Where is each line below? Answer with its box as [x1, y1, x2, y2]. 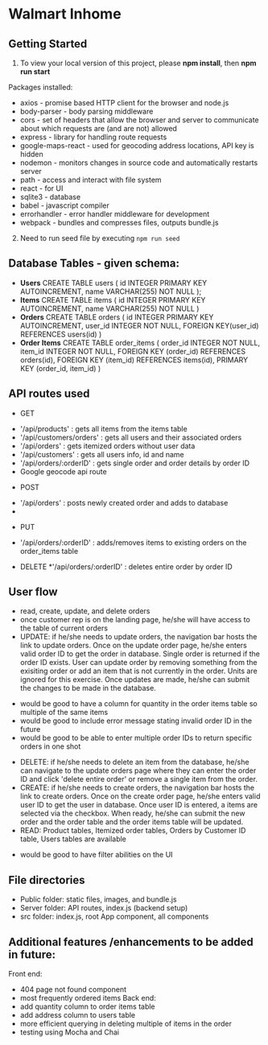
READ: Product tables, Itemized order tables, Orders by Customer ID [19, 826, 246, 836]
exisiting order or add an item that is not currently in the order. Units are [19, 666, 258, 676]
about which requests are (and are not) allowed [19, 124, 177, 133]
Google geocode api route [19, 466, 107, 476]
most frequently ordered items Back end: [19, 993, 157, 1003]
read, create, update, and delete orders [19, 606, 150, 616]
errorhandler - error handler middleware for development [19, 209, 210, 218]
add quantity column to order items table [19, 1002, 155, 1011]
